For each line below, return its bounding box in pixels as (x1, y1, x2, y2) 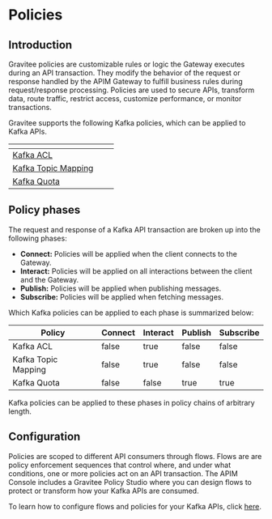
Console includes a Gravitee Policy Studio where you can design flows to (8, 477, 253, 487)
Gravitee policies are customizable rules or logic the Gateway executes (8, 59, 245, 69)
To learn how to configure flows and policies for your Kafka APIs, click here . (8, 501, 261, 511)
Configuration (8, 430, 81, 444)
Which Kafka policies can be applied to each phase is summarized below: (8, 308, 254, 317)
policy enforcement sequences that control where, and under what (8, 460, 232, 470)
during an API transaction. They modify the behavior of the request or (8, 68, 241, 78)
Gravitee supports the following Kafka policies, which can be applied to (8, 118, 246, 127)
